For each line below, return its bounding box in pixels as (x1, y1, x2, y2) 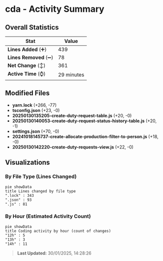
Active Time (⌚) (7, 71, 46, 77)
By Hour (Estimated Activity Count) (5, 213, 91, 220)
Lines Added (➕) (7, 46, 47, 53)
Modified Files (5, 89, 50, 97)
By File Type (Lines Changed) (5, 173, 77, 180)
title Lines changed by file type (5, 188, 76, 193)
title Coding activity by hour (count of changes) (5, 228, 111, 233)
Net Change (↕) (7, 62, 46, 69)
